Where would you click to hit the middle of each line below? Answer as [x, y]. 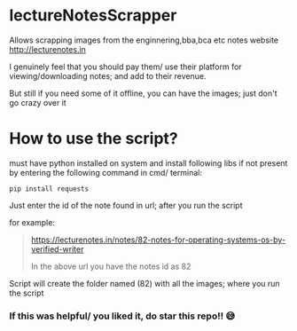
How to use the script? [94, 139]
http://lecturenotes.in [48, 49]
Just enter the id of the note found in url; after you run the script [126, 205]
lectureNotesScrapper [93, 16]
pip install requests [49, 189]
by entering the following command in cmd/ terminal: [106, 172]
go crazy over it [38, 102]
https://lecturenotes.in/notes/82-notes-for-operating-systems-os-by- [158, 240]
